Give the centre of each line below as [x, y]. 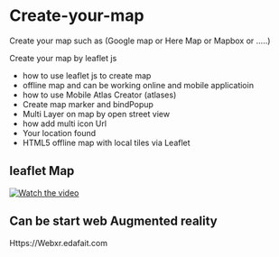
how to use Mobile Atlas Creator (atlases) [99, 95]
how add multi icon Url [64, 124]
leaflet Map [42, 171]
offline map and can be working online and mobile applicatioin [138, 85]
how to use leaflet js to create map [87, 75]
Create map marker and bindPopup [88, 104]
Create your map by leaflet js [63, 58]
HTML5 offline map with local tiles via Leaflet [107, 142]
